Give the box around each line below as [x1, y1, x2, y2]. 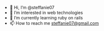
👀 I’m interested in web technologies [9, 10, 83, 15]
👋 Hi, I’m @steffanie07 [9, 5, 55, 10]
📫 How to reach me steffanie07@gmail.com [9, 20, 99, 26]
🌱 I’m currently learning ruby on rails [9, 15, 83, 20]
